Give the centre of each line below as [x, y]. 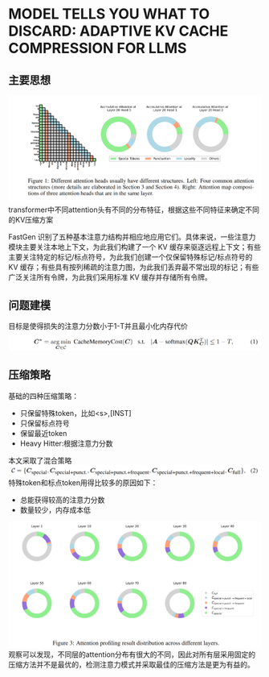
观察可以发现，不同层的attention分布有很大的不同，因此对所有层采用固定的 [132, 654]
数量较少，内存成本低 [55, 509]
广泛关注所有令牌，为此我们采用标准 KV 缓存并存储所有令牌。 [110, 277]
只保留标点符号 [45, 423]
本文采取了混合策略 [40, 460]
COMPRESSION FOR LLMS [98, 48]
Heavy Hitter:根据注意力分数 [67, 443]
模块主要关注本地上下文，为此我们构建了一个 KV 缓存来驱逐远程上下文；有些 [134, 247]
